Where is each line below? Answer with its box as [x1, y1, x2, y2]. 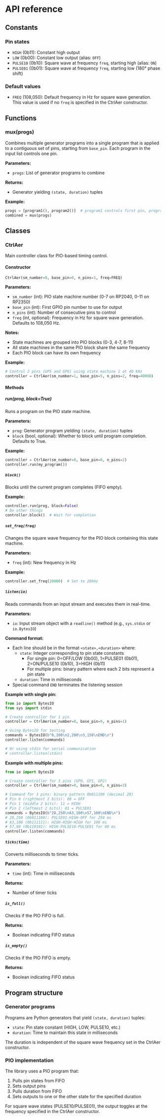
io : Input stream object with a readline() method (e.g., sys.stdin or [12, 620, 151, 626]
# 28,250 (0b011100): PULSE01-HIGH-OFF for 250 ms [5, 815, 112, 820]
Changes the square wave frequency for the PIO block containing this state [5, 535, 158, 541]
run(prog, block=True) [5, 396, 52, 402]
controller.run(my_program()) [5, 462, 68, 467]
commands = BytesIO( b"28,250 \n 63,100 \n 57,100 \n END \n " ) [5, 810, 121, 815]
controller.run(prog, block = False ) [5, 503, 79, 508]
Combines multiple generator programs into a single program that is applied [5, 140, 160, 146]
